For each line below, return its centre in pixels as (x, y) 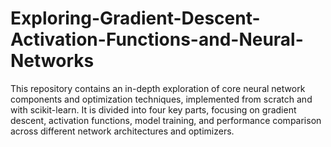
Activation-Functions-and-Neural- (157, 39)
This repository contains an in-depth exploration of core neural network (158, 88)
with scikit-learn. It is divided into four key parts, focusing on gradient (153, 109)
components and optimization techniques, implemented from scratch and (161, 99)
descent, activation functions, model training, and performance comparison (166, 120)
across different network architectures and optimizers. (122, 131)
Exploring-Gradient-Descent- (135, 18)
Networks (52, 61)
